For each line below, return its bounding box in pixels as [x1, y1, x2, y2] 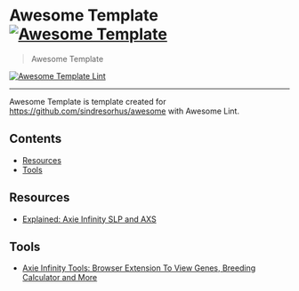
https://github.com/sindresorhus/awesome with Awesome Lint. [9, 106, 240, 116]
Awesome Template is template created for [9, 96, 166, 106]
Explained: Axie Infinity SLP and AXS [21, 214, 158, 224]
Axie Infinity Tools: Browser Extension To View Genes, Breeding [21, 263, 256, 273]
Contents [9, 131, 62, 146]
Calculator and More [21, 272, 98, 283]
